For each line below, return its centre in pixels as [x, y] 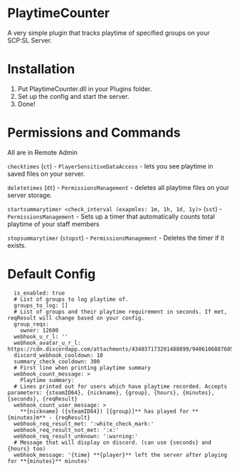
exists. [17, 245]
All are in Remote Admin [43, 152]
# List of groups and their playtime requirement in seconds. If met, [121, 312]
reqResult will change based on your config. [76, 318]
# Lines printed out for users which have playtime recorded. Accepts [121, 386]
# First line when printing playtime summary [83, 368]
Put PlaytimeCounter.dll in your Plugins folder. [85, 89]
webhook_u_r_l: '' [41, 337]
